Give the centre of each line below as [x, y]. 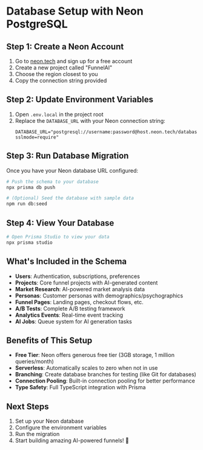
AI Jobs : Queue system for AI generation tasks [73, 321]
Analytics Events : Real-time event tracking [69, 315]
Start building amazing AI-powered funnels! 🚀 [72, 441]
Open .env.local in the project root [59, 114]
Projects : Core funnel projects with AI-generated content [86, 282]
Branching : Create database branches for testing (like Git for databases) [106, 375]
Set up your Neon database [49, 421]
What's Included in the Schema [67, 262]
